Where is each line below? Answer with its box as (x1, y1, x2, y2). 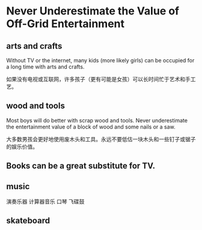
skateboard (6, 216, 50, 226)
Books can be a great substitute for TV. (6, 161, 156, 171)
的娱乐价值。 (6, 143, 38, 150)
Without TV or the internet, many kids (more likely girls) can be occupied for (6, 57, 195, 64)
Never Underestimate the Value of (6, 4, 180, 18)
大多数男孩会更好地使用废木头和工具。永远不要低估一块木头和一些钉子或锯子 (6, 135, 196, 142)
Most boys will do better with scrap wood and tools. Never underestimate (6, 117, 188, 124)
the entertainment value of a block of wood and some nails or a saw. (6, 123, 176, 130)
